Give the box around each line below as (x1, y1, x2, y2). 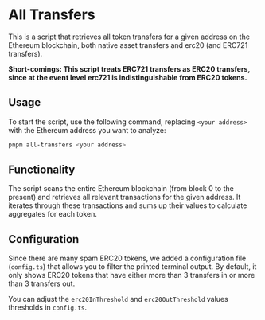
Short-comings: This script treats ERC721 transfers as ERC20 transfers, (8, 64, 251, 73)
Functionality (8, 163, 76, 177)
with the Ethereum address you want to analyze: (8, 125, 166, 135)
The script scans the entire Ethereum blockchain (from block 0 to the (8, 184, 235, 193)
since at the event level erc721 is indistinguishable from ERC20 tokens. (8, 72, 247, 82)
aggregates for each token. (8, 209, 98, 219)
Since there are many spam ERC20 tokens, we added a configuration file (8, 253, 247, 263)
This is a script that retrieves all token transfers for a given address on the (8, 32, 251, 41)
